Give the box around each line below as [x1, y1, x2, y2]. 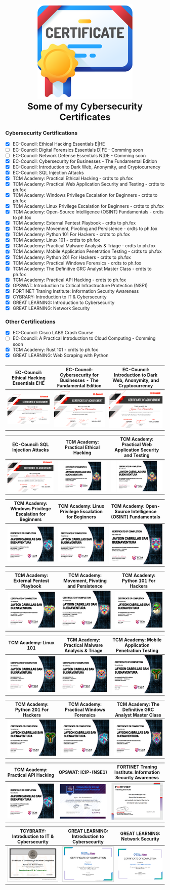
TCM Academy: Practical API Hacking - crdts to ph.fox [12, 277, 126, 283]
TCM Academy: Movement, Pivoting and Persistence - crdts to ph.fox [12, 226, 158, 232]
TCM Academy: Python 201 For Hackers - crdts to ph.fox [12, 254, 131, 260]
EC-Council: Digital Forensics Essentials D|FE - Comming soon [12, 147, 143, 153]
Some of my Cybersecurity [27, 101, 143, 112]
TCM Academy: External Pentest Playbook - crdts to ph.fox [12, 220, 136, 226]
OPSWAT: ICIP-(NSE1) [58, 769, 107, 775]
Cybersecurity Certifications [5, 129, 78, 137]
